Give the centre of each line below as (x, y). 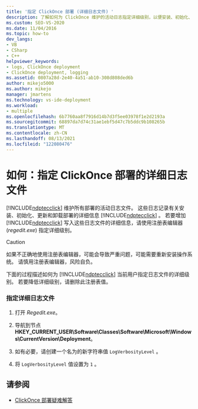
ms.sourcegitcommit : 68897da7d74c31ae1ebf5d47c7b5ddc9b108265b (86, 122)
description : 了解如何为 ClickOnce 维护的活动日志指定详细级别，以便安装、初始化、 (100, 17)
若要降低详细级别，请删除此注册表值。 (64, 281)
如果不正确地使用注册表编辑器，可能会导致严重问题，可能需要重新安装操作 (97, 254)
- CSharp (17, 50)
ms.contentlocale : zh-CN (37, 133)
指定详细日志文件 (30, 299)
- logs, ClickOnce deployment (43, 67)
